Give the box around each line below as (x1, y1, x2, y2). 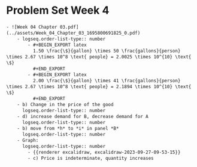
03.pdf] (59, 24, 79, 30)
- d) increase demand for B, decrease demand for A (17, 113, 148, 119)
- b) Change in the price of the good (17, 101, 114, 107)
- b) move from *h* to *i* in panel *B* (17, 125, 119, 131)
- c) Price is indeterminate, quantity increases (28, 155, 154, 161)
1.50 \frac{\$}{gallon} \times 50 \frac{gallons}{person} (32, 48, 181, 54)
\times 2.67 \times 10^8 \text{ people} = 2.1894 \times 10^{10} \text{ (6, 83, 192, 89)
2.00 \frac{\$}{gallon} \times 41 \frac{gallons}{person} (32, 78, 181, 83)
